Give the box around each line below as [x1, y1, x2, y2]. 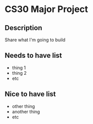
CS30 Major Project [5, 4, 88, 15]
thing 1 [12, 64, 26, 71]
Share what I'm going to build [5, 37, 66, 43]
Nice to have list [5, 90, 56, 98]
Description [5, 24, 42, 32]
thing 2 [12, 70, 27, 76]
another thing [12, 108, 40, 114]
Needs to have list [5, 51, 62, 60]
